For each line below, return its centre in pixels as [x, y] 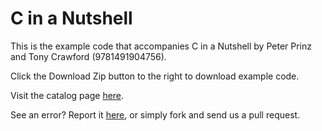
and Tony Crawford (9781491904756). [88, 56]
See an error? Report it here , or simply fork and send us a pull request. [155, 114]
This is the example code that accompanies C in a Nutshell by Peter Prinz [161, 46]
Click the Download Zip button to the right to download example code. [155, 76]
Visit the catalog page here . [67, 95]
